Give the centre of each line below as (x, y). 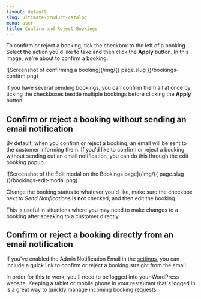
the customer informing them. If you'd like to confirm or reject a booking (95, 150)
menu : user (20, 23)
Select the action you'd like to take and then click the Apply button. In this (97, 52)
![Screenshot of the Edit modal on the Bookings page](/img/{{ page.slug (95, 174)
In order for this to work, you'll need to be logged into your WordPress (93, 277)
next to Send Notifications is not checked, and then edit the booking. (91, 198)
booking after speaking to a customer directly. (63, 216)
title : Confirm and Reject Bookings (52, 28)
